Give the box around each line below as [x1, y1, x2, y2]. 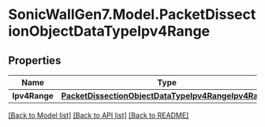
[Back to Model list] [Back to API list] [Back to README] [8, 110, 189, 120]
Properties [8, 54, 62, 67]
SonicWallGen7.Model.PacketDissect [8, 6, 256, 24]
